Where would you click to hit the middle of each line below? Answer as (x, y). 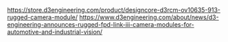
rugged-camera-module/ (42, 17)
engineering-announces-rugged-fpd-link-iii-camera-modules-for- (101, 24)
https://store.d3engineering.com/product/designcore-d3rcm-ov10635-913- (114, 10)
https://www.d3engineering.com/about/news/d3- (149, 17)
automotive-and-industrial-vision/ (55, 32)
